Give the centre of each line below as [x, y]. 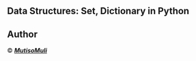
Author [22, 34]
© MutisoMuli [27, 51]
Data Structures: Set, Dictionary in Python [98, 11]
